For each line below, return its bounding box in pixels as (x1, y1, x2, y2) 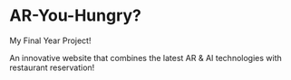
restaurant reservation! (9, 62, 95, 73)
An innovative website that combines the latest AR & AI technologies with (9, 52, 283, 63)
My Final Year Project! (9, 35, 92, 46)
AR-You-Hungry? (9, 5, 142, 26)
